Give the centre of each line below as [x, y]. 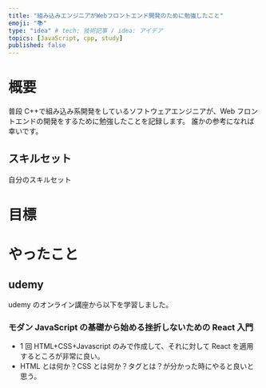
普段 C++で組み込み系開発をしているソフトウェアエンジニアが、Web [122, 111]
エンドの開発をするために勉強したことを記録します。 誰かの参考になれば [135, 122]
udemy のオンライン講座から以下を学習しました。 [91, 305]
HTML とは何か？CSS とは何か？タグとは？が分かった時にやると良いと [137, 366]
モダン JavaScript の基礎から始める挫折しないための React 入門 [131, 327]
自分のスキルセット [40, 179]
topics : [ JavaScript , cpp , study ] [66, 38]
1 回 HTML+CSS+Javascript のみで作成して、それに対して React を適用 [137, 346]
